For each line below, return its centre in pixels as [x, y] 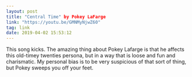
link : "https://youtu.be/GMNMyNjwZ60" [53, 22]
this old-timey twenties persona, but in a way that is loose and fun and [91, 56]
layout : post [22, 11]
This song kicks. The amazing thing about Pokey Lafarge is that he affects [95, 49]
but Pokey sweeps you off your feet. [50, 68]
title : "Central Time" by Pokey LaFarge [56, 17]
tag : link [18, 27]
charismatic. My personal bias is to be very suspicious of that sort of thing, [96, 62]
